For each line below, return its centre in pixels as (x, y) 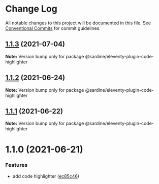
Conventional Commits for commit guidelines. (53, 28)
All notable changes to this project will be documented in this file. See (78, 23)
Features (17, 165)
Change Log (31, 9)
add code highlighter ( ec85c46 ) (46, 176)
